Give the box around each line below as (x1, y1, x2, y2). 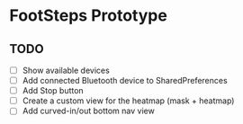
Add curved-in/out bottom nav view (22, 105, 155, 117)
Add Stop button (22, 85, 84, 96)
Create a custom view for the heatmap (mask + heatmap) (22, 95, 235, 106)
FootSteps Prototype (9, 5, 168, 26)
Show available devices (22, 65, 110, 75)
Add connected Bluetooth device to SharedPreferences (22, 75, 228, 86)
